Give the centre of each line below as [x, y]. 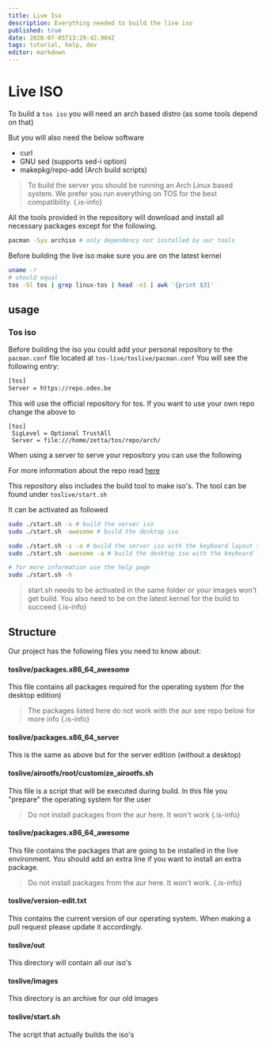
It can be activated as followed [58, 510]
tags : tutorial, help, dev [53, 45]
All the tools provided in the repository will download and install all [116, 217]
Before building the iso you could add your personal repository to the [121, 349]
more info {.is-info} [59, 719]
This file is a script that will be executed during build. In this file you [118, 791]
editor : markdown [37, 52]
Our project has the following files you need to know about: [105, 651]
